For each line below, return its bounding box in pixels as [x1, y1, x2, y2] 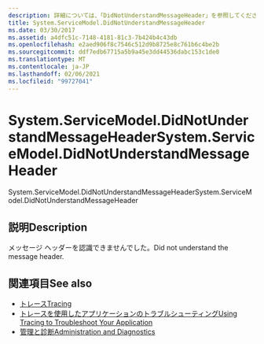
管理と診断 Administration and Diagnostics [19, 327, 156, 337]
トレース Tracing [19, 299, 72, 309]
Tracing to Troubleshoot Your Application [19, 318, 153, 327]
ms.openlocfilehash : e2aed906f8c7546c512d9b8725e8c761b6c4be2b [8, 41, 220, 49]
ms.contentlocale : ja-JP [8, 63, 90, 71]
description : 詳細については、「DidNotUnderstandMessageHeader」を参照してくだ [8, 11, 252, 20]
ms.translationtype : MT [8, 56, 86, 64]
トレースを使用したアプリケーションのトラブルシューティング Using [19, 309, 238, 319]
